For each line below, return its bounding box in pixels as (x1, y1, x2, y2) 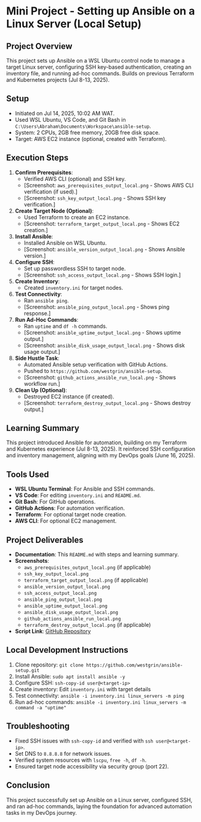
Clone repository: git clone (14, 661, 84, 668)
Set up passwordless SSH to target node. (23, 265, 126, 272)
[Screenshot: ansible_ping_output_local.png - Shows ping (23, 303, 170, 310)
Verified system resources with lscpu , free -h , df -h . (14, 756, 147, 764)
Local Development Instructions (6, 645, 128, 655)
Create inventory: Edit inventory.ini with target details (14, 685, 151, 692)
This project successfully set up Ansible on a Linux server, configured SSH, (6, 796, 193, 803)
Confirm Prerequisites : (14, 169, 73, 176)
